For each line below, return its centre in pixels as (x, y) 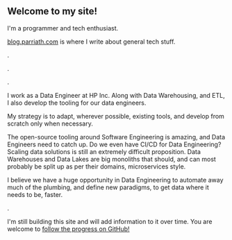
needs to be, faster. (35, 194)
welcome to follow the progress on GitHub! (68, 229)
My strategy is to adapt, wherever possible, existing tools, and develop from (116, 116)
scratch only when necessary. (50, 123)
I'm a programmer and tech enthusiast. (63, 28)
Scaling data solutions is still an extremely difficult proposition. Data (104, 151)
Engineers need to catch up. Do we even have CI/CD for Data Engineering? (114, 144)
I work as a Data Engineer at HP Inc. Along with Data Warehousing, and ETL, (116, 95)
